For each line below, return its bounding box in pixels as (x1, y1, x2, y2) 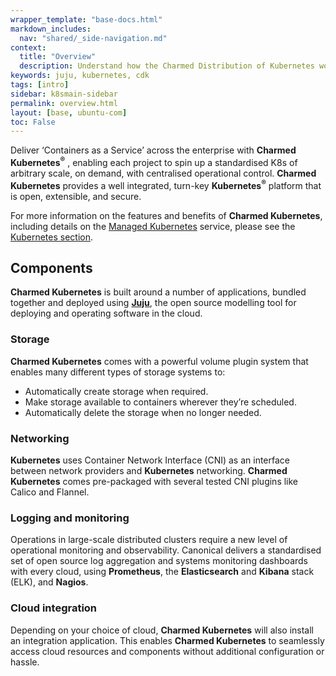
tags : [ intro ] (10, 80, 70, 90)
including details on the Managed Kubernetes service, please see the (10, 220, 296, 232)
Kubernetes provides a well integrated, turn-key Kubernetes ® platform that (10, 177, 322, 191)
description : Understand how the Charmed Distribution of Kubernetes (19, 61, 315, 71)
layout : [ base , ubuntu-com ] (10, 107, 128, 118)
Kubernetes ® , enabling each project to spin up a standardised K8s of (10, 155, 298, 168)
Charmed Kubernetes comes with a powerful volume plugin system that (10, 355, 309, 367)
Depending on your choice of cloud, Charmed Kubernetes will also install (10, 624, 314, 636)
